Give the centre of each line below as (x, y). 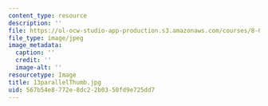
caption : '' (35, 53)
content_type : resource (48, 16)
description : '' (35, 23)
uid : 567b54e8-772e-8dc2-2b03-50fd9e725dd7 (82, 90)
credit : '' (33, 61)
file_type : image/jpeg (46, 38)
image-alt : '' (39, 68)
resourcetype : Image (43, 75)
